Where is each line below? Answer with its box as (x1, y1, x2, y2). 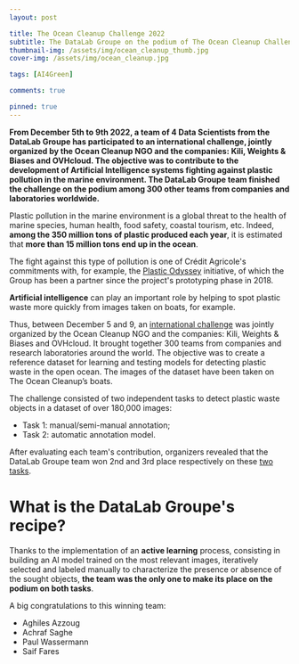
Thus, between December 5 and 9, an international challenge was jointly (9, 318, 274, 330)
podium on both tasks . (9, 583, 94, 594)
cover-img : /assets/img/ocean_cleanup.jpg (9, 54, 169, 63)
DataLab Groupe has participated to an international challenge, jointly (9, 135, 272, 147)
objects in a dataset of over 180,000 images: (9, 402, 172, 413)
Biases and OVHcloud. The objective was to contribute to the (9, 155, 239, 166)
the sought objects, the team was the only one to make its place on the (9, 573, 273, 584)
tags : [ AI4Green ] (9, 70, 74, 79)
